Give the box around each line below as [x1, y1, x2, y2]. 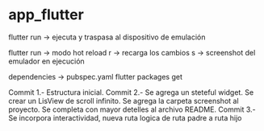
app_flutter [8, 6, 85, 24]
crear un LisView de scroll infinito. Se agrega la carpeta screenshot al [8, 96, 240, 105]
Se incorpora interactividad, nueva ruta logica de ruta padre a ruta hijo [8, 113, 242, 122]
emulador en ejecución [8, 56, 85, 66]
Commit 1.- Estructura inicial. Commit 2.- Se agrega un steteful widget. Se [8, 87, 254, 97]
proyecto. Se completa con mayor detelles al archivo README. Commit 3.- [8, 104, 256, 114]
